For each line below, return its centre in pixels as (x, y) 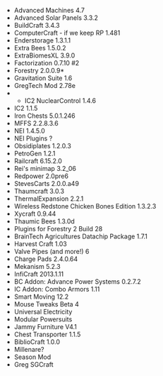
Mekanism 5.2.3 (37, 266)
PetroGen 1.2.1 (35, 153)
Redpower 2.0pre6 (41, 176)
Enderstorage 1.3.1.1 (42, 40)
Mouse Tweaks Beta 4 (46, 304)
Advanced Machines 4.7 (49, 10)
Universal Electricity (43, 312)
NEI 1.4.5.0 (30, 131)
